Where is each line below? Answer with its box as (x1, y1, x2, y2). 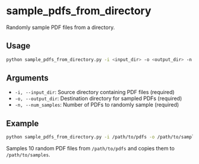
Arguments (6, 73, 49, 83)
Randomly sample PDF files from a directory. (6, 24, 115, 31)
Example (6, 118, 39, 128)
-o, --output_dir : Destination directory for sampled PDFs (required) (14, 95, 182, 102)
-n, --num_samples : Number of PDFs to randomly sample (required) (14, 101, 179, 108)
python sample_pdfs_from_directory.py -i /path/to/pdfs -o (6, 134, 155, 140)
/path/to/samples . (6, 151, 50, 158)
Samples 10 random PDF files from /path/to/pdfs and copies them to (6, 145, 175, 152)
